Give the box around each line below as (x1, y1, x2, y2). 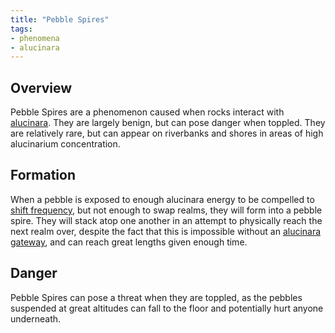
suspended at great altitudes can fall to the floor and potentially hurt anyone (10, 302, 324, 314)
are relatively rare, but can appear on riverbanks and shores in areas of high (10, 127, 324, 140)
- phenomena (10, 33, 60, 43)
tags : (10, 24, 33, 34)
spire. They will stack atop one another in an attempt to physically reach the (10, 214, 323, 226)
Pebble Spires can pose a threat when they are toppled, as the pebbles (10, 291, 303, 303)
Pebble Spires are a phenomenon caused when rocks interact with (10, 106, 285, 118)
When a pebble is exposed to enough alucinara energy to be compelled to (10, 193, 315, 205)
